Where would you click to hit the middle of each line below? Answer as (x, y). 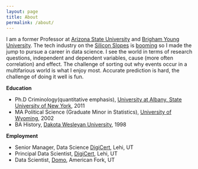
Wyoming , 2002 (34, 118)
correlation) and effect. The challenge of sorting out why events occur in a (97, 64)
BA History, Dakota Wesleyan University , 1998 (70, 125)
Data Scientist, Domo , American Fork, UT (65, 160)
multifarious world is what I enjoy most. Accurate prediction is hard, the (93, 71)
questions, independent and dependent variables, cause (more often (90, 58)
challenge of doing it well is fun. (45, 77)
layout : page (22, 11)
